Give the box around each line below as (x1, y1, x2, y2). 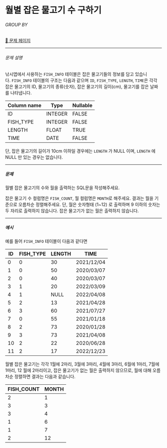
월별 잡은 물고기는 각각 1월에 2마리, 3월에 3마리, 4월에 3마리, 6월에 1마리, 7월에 (5, 361, 160, 367)
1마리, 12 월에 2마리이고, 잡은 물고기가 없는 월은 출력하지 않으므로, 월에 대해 (5, 367, 152, 373)
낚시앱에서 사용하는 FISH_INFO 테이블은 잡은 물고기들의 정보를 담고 (5, 71, 134, 77)
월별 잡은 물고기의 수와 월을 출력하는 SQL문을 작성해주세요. (5, 185, 120, 191)
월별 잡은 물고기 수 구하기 (5, 4, 102, 16)
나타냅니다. (10, 90, 32, 96)
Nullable (72, 102, 93, 109)
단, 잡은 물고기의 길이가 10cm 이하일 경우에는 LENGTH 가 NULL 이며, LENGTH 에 (5, 148, 156, 154)
